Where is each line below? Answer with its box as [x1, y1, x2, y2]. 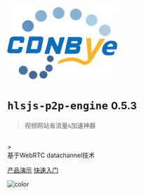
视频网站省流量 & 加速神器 [24, 121, 96, 129]
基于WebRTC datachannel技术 [7, 151, 95, 159]
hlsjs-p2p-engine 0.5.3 [7, 99, 137, 113]
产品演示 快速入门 [7, 166, 58, 174]
